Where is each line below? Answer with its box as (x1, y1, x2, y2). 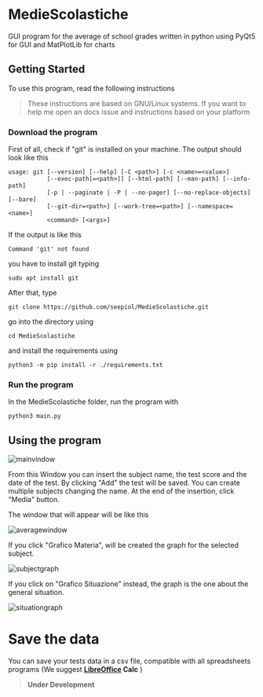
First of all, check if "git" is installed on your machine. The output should (8, 145, 242, 154)
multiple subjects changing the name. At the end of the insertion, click (8, 486, 235, 496)
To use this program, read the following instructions (8, 83, 175, 93)
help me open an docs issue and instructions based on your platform (27, 107, 250, 116)
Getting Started (8, 63, 86, 76)
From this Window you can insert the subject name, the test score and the (8, 470, 247, 479)
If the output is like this (8, 230, 82, 240)
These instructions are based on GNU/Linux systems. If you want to (27, 98, 247, 108)
